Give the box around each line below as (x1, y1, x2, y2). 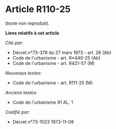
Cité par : (5, 39, 24, 46)
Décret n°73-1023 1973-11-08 (12, 118, 74, 124)
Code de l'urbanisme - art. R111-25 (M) (12, 80, 93, 86)
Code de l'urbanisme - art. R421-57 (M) (12, 60, 95, 66)
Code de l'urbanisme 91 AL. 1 (12, 99, 73, 105)
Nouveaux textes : (5, 70, 42, 76)
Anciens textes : (5, 89, 38, 95)
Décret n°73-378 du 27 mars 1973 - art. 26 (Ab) (12, 49, 112, 55)
